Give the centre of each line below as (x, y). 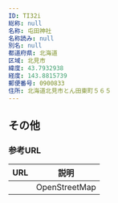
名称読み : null (31, 38)
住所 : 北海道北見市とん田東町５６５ (60, 91)
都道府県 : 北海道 (33, 53)
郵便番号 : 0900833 (37, 83)
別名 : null (25, 46)
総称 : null (25, 23)
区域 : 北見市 (27, 61)
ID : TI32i (25, 16)
